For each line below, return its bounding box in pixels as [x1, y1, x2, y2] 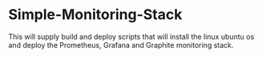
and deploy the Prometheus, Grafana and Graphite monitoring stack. [8, 40, 234, 49]
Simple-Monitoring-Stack [8, 6, 183, 24]
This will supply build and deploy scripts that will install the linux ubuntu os [8, 32, 255, 41]
